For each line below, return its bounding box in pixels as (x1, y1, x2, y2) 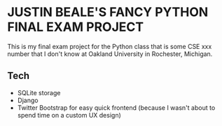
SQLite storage (17, 88, 61, 97)
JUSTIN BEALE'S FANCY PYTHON (7, 4, 209, 20)
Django (17, 96, 39, 104)
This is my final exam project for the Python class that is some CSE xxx (7, 42, 212, 50)
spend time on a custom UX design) (17, 111, 121, 119)
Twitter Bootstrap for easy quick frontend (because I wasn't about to (17, 103, 216, 112)
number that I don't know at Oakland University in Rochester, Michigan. (7, 50, 213, 58)
